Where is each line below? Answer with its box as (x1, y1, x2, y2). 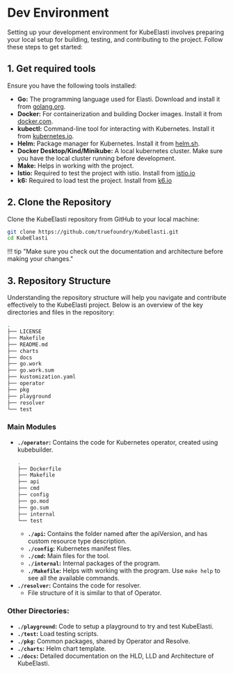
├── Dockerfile (17, 465, 62, 473)
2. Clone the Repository (7, 196, 112, 208)
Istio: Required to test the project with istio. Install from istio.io (17, 168, 196, 177)
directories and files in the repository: (7, 308, 115, 317)
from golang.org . (17, 102, 66, 111)
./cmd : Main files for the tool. (27, 552, 110, 560)
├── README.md (7, 341, 49, 348)
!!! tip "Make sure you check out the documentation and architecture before (7, 247, 224, 255)
